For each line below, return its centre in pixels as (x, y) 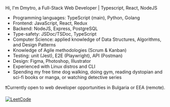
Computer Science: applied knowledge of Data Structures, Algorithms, (87, 39)
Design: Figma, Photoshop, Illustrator (52, 61)
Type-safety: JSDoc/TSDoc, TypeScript (55, 34)
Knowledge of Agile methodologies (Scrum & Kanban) (70, 50)
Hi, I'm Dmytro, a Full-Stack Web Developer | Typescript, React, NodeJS (81, 8)
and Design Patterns (34, 45)
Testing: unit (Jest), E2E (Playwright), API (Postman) (68, 56)
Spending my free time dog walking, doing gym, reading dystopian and (88, 72)
